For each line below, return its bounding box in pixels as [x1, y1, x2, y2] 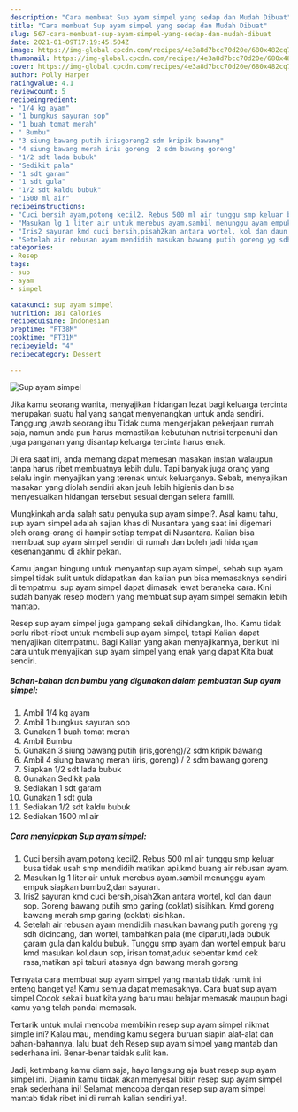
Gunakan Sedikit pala [22, 773, 101, 784]
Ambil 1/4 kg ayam [22, 707, 91, 717]
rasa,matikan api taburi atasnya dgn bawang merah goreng [22, 956, 239, 967]
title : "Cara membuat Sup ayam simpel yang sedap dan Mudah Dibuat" [10, 21, 268, 30]
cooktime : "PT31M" [10, 334, 78, 342]
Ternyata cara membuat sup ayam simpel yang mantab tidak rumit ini [10, 974, 262, 985]
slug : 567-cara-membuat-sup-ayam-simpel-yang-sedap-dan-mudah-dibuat [10, 29, 272, 38]
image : [10, 46, 34, 55]
